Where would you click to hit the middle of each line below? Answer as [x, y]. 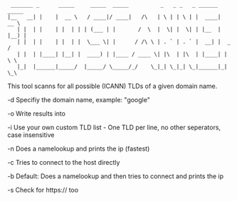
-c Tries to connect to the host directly [64, 162]
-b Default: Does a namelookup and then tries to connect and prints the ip [116, 176]
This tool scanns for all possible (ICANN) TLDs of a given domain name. [112, 86]
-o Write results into [37, 114]
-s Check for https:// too [43, 190]
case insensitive [31, 135]
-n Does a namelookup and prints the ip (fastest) [79, 148]
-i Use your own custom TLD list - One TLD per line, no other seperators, [114, 127]
